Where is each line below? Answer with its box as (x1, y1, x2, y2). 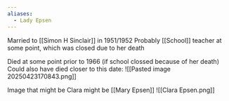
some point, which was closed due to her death (7, 43, 145, 52)
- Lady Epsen (13, 17, 52, 24)
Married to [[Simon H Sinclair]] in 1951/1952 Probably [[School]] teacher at (7, 36, 223, 44)
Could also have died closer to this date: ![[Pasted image (7, 65, 171, 73)
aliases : (7, 10, 33, 18)
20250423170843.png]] (7, 72, 77, 81)
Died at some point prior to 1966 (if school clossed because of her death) (7, 57, 220, 65)
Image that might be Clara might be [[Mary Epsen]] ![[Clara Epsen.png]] (7, 86, 216, 94)
